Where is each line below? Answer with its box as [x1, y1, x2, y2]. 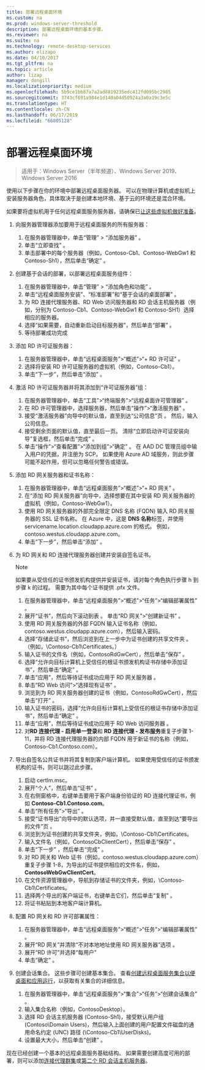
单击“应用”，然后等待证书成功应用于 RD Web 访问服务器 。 [24, 720, 173, 727]
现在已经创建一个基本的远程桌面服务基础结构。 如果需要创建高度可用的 [6, 1049, 185, 1057]
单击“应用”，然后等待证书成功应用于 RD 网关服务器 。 [24, 674, 159, 681]
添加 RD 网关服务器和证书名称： [15, 471, 96, 479]
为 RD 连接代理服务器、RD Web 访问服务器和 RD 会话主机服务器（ [24, 299, 191, 306]
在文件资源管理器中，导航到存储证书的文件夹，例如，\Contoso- [24, 876, 185, 884]
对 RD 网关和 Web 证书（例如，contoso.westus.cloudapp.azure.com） [24, 854, 199, 861]
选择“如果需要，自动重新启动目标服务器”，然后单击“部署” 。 [24, 321, 176, 329]
